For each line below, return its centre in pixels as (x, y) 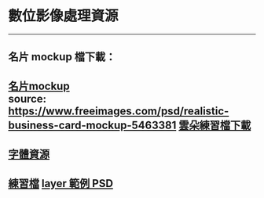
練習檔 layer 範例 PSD (61, 184)
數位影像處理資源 (64, 16)
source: (27, 99)
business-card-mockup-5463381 (92, 125)
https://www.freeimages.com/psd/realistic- (119, 111)
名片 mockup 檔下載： (62, 57)
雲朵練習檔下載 (214, 125)
